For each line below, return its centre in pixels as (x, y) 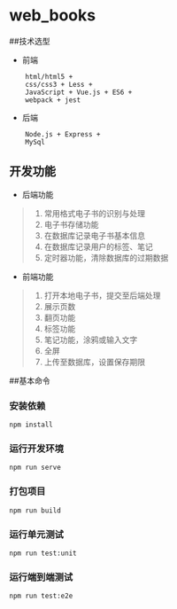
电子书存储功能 (71, 224)
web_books (52, 16)
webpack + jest (53, 100)
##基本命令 (30, 380)
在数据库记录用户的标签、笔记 (98, 246)
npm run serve (35, 468)
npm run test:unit (43, 553)
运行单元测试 (37, 535)
